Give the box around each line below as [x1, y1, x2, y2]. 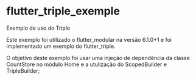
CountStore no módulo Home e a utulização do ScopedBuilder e [6, 61, 167, 68]
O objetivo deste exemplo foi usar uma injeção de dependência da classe [6, 54, 190, 61]
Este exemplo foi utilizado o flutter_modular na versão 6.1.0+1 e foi [6, 36, 172, 43]
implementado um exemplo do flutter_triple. [6, 42, 116, 50]
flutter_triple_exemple [6, 4, 121, 18]
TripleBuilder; [6, 67, 40, 74]
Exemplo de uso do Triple [6, 24, 71, 32]
